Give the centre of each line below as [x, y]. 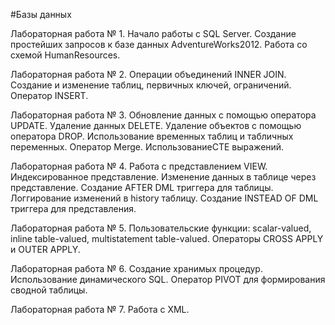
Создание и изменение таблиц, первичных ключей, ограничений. [151, 85]
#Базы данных [41, 14]
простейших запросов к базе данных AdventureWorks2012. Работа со [159, 44]
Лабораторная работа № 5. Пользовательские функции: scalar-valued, [161, 228]
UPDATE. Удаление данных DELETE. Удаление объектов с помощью [156, 125]
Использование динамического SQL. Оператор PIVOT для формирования [168, 279]
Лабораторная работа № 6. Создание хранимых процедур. [136, 268]
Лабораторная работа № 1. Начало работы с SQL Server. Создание [153, 33]
